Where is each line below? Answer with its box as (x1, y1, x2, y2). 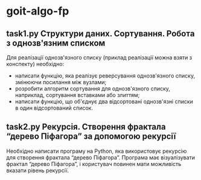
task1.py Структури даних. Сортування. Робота (6, 28, 195, 39)
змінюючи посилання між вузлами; (14, 79, 107, 85)
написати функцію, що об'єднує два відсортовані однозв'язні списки (14, 98, 193, 105)
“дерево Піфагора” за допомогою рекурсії (6, 132, 176, 142)
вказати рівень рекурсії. (6, 167, 69, 174)
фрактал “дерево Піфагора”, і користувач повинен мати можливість (6, 160, 182, 167)
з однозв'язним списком (6, 38, 106, 48)
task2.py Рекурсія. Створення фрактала (6, 122, 166, 132)
